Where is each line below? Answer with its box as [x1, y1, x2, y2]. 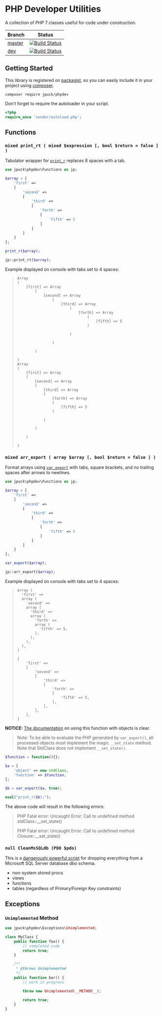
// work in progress [22, 980, 64, 985]
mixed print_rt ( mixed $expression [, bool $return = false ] [5, 143, 159, 148]
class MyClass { [5, 934, 38, 940]
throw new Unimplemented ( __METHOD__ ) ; [22, 989, 101, 993]
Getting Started [5, 64, 53, 73]
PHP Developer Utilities [5, 3, 101, 15]
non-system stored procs [12, 870, 63, 876]
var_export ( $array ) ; [5, 560, 47, 566]
